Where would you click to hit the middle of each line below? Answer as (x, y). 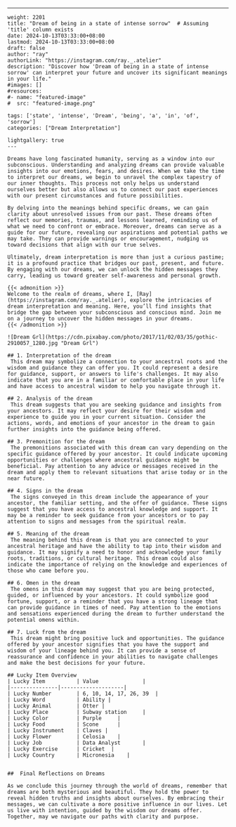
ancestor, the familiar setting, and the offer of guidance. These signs (118, 503)
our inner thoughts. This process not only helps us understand (103, 183)
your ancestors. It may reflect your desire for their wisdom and (106, 411)
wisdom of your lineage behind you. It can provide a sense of (102, 651)
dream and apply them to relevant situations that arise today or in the (118, 472)
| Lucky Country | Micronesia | (69, 755)
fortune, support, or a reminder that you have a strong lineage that (113, 601)
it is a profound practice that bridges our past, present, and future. (116, 263)
